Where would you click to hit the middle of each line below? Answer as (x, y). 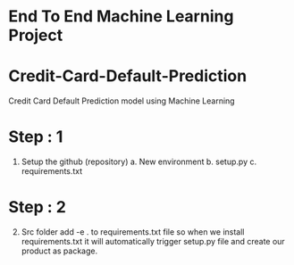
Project (36, 35)
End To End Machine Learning (121, 17)
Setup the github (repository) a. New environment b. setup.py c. (139, 161)
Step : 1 (36, 137)
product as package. (59, 251)
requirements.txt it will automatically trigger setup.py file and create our (153, 241)
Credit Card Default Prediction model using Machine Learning (122, 101)
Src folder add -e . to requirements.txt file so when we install (133, 232)
